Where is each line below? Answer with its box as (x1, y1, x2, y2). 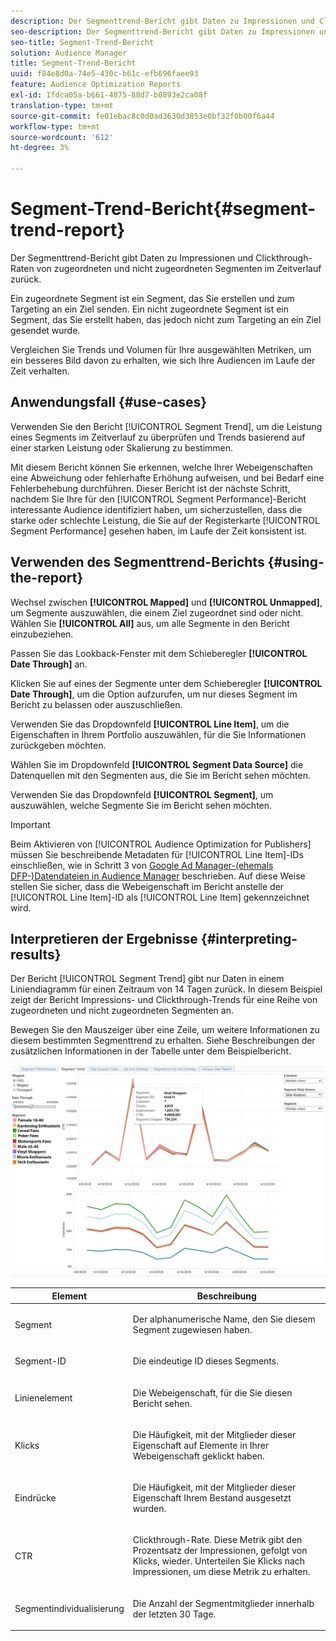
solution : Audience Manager (10, 48, 128, 58)
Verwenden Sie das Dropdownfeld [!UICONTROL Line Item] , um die (10, 718, 290, 730)
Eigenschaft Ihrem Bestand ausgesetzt (132, 1492, 292, 1504)
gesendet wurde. (10, 324, 81, 336)
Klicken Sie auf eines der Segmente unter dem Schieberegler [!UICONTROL (10, 677, 323, 689)
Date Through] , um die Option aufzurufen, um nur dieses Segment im (10, 688, 298, 700)
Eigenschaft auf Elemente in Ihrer (132, 1439, 270, 1451)
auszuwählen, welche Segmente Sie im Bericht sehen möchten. (10, 799, 273, 811)
